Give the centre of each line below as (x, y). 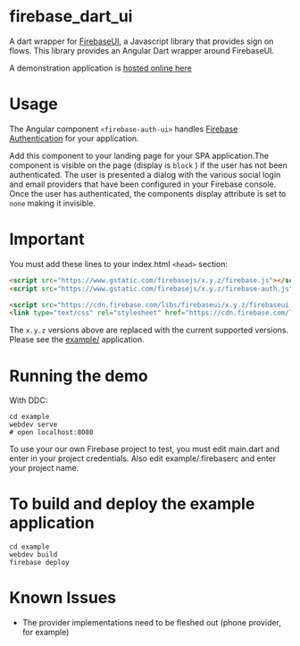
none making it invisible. (53, 203)
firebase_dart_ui (71, 17)
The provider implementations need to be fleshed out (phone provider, (151, 623)
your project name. (44, 468)
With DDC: (29, 400)
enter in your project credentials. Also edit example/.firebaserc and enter (143, 458)
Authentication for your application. (75, 138)
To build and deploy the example (132, 504)
